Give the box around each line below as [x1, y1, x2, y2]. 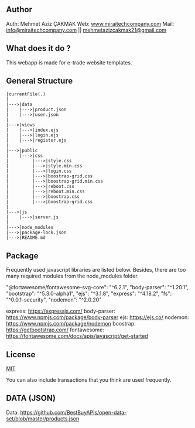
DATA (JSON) [6, 393, 56, 403]
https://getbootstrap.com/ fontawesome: [6, 326, 104, 333]
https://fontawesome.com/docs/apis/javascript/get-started [6, 333, 148, 340]
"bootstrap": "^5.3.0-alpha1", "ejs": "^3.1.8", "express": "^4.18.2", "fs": [6, 290, 172, 297]
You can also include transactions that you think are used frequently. [6, 376, 172, 384]
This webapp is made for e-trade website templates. [6, 59, 132, 66]
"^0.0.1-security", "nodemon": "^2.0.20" [6, 296, 102, 303]
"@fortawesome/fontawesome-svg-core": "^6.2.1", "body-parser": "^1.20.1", [6, 284, 189, 291]
